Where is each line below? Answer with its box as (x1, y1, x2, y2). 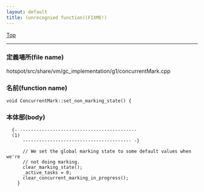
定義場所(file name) (6, 53, 64, 61)
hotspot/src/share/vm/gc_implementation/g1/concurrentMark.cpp (6, 67, 171, 75)
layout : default (6, 9, 47, 15)
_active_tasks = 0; (22, 170, 72, 176)
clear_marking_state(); (22, 165, 83, 171)
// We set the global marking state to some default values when (22, 148, 191, 155)
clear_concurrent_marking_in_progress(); (22, 175, 129, 181)
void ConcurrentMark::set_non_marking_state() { (6, 98, 132, 104)
